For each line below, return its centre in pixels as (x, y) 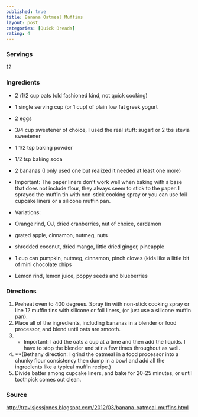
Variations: (28, 212)
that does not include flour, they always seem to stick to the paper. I (97, 188)
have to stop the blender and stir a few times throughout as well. (102, 348)
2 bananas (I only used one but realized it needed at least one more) (98, 170)
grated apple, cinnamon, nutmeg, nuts (61, 235)
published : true (26, 12)
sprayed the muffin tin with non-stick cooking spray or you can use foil (101, 194)
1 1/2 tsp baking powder (43, 147)
